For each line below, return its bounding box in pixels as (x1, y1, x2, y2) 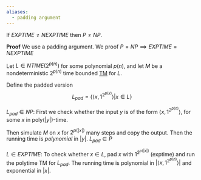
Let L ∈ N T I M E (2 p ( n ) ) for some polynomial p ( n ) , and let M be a (6, 61, 163, 70)
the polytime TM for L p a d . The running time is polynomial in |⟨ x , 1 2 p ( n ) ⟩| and (6, 157, 192, 167)
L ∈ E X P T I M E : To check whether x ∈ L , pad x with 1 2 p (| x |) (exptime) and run (6, 148, 196, 158)
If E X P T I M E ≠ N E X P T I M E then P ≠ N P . (6, 31, 103, 38)
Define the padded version (6, 81, 73, 88)
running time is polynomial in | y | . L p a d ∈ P (6, 135, 112, 144)
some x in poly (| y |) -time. (6, 116, 68, 123)
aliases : (6, 8, 29, 15)
